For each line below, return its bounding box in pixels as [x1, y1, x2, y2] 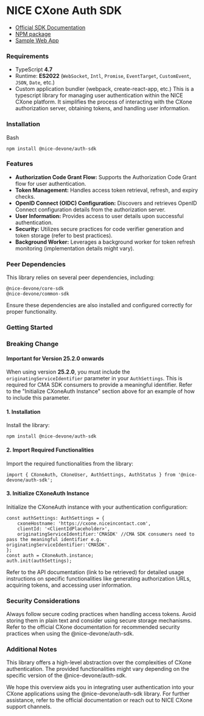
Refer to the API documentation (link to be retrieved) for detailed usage [6, 568, 185, 576]
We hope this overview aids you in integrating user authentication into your [6, 684, 194, 691]
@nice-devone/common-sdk [6, 291, 69, 297]
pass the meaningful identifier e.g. [6, 536, 102, 542]
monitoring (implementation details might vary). [15, 244, 135, 252]
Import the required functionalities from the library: [6, 459, 134, 467]
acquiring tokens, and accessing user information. [6, 581, 132, 589]
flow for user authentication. [15, 180, 86, 187]
